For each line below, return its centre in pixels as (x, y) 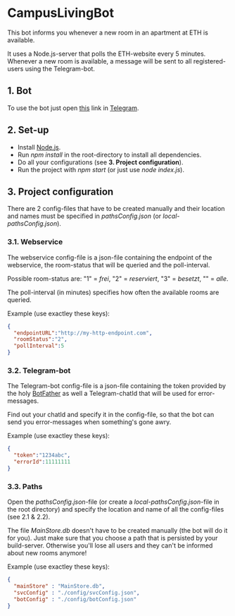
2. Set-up (28, 130)
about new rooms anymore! (47, 553)
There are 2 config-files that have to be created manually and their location (116, 209)
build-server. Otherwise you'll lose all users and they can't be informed (110, 545)
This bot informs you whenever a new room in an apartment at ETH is (108, 32)
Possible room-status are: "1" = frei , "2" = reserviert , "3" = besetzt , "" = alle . (118, 278)
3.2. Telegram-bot (39, 370)
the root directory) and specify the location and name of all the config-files (116, 509)
